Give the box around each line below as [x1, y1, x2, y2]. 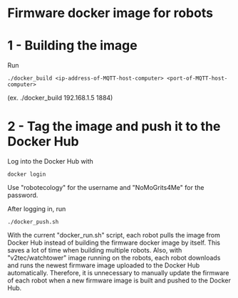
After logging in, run [7, 205, 66, 213]
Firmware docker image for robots [7, 5, 214, 21]
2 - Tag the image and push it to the [7, 119, 221, 134]
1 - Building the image [7, 38, 138, 54]
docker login [7, 171, 46, 179]
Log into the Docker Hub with [7, 157, 94, 166]
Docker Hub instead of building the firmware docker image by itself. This [7, 238, 221, 247]
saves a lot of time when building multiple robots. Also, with [7, 246, 182, 255]
